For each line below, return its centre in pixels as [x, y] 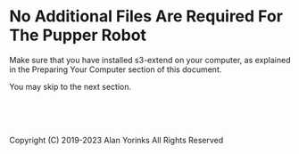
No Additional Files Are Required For [146, 16]
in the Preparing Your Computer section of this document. [116, 69]
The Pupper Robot [78, 35]
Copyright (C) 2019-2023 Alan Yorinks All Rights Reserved [116, 140]
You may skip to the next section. [71, 86]
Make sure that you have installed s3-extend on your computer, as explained [150, 60]
